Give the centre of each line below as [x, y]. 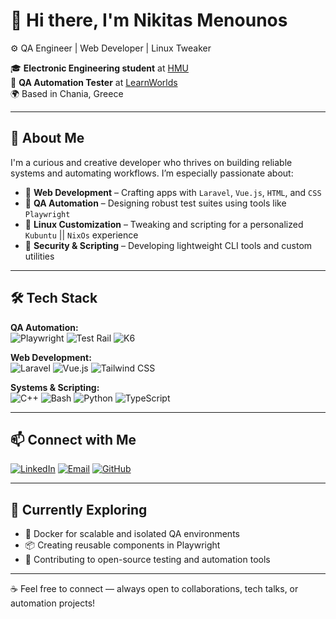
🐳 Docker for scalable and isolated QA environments [132, 534]
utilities [39, 256]
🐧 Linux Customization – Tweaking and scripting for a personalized [164, 224]
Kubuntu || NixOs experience [81, 235]
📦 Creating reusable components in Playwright [122, 545]
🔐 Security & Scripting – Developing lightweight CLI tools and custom [168, 245]
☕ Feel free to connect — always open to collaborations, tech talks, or [154, 589]
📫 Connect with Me [73, 439]
